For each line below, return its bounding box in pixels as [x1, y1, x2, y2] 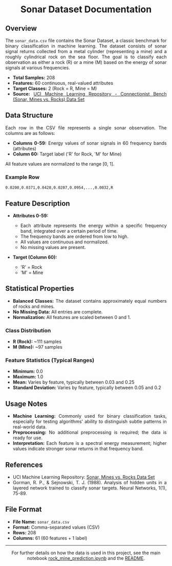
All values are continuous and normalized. [20, 239, 109, 245]
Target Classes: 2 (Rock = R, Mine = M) [12, 85, 97, 92]
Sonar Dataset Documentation [20, 4, 152, 15]
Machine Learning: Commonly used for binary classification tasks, [12, 413, 167, 419]
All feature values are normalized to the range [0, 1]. [5, 161, 115, 167]
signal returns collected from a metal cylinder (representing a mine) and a [5, 49, 167, 54]
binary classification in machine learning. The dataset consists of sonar [5, 43, 167, 49]
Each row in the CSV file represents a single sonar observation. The [5, 124, 167, 131]
